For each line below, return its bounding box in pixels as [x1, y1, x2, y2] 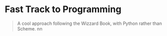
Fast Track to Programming [5, 4, 122, 15]
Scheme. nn [17, 25, 43, 31]
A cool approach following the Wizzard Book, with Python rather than [17, 20, 162, 26]
